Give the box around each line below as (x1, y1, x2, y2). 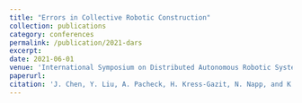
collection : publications (9, 21, 106, 30)
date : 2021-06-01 (9, 55, 75, 64)
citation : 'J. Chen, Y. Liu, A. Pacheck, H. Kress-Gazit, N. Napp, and (9, 80, 283, 89)
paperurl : (9, 72, 47, 81)
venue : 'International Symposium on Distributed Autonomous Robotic (9, 64, 271, 73)
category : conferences (9, 30, 94, 39)
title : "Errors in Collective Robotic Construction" (9, 13, 211, 22)
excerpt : (9, 47, 42, 56)
